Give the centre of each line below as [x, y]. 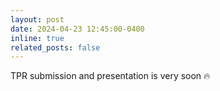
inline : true [37, 38]
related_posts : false [55, 47]
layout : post [37, 19]
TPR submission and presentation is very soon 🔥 [110, 76]
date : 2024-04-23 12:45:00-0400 [77, 29]
